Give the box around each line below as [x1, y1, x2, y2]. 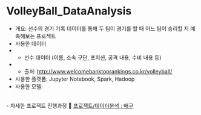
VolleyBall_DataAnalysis [6, 4, 132, 18]
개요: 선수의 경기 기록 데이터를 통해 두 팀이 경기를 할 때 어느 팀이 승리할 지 [15, 25, 189, 32]
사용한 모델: [15, 82, 44, 90]
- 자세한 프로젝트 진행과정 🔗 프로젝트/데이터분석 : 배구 [6, 102, 134, 109]
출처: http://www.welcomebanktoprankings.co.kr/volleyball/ [24, 67, 173, 75]
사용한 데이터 [15, 40, 47, 47]
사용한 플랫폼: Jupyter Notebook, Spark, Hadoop [15, 75, 135, 82]
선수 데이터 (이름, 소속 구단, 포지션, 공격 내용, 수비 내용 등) [24, 54, 162, 61]
